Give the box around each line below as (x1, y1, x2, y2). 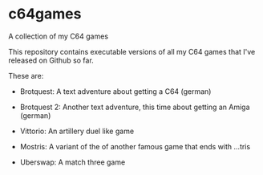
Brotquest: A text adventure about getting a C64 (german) (19, 86, 212, 96)
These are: (8, 71, 44, 80)
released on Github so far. (8, 55, 94, 65)
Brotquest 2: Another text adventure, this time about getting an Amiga (19, 102, 250, 112)
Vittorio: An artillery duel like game (19, 126, 135, 136)
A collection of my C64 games (8, 31, 109, 41)
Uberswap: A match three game (19, 157, 126, 167)
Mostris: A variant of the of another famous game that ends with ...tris (19, 141, 251, 151)
